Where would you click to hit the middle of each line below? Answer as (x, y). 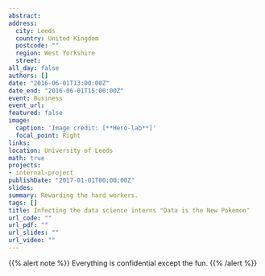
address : (23, 23)
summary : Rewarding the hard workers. (73, 195)
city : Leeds (36, 31)
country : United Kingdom (57, 38)
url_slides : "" (34, 233)
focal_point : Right (48, 135)
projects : (25, 166)
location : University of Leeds (61, 150)
